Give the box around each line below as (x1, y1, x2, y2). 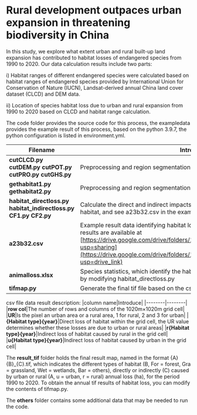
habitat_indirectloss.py (9, 204, 75, 212)
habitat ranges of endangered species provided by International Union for (6, 77, 184, 85)
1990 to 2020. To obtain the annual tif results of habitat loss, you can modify (6, 379, 191, 386)
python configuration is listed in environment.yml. (6, 131, 126, 139)
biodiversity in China (6, 29, 110, 42)
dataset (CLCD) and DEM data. (6, 90, 80, 97)
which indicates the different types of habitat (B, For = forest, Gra (33, 360, 191, 367)
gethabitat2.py (9, 187, 52, 195)
